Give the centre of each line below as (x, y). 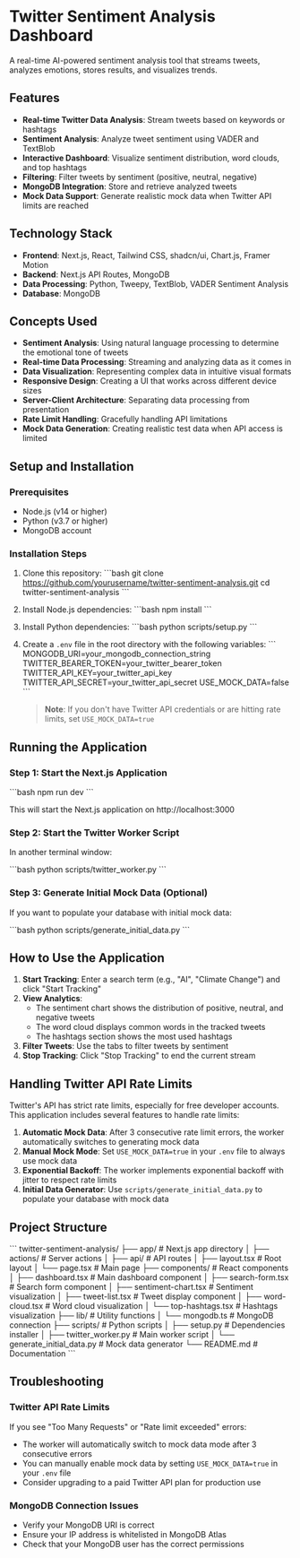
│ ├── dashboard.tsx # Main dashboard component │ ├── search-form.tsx (149, 1277)
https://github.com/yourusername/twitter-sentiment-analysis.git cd (146, 583)
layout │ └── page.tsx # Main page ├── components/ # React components (149, 1268)
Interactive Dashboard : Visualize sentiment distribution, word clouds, (151, 158)
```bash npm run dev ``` (51, 792)
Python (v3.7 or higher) (65, 521)
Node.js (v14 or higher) (64, 512)
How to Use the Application (87, 958)
